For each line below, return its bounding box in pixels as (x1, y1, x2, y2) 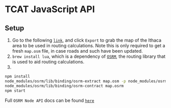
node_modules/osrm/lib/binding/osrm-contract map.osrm (5, 83, 124, 88)
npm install (5, 74, 30, 79)
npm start (5, 88, 26, 93)
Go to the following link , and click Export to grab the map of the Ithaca (12, 37, 162, 43)
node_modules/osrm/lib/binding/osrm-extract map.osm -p (5, 79, 126, 84)
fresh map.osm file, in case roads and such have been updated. (12, 48, 143, 54)
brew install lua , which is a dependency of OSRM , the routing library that (12, 53, 166, 59)
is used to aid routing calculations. (12, 59, 85, 64)
